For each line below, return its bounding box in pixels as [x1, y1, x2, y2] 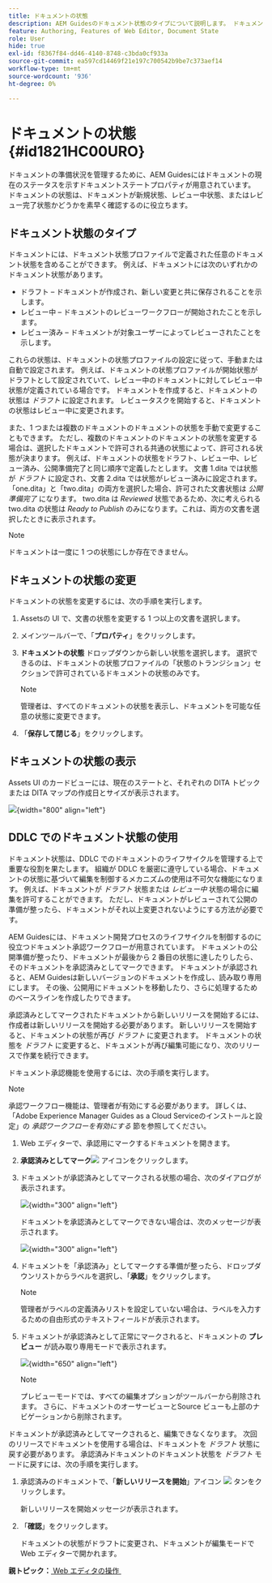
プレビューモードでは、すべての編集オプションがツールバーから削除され [19, 1391, 261, 1400]
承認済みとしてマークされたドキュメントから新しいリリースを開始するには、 [8, 1009, 263, 1019]
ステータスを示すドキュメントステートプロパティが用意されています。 [22, 180, 256, 190]
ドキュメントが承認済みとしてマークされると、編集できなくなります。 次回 [8, 1429, 257, 1439]
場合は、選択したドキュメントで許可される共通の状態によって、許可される [8, 443, 257, 453]
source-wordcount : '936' [8, 72, 92, 80]
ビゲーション [19, 1411, 63, 1421]
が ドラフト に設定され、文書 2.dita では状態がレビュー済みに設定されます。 [8, 474, 261, 484]
